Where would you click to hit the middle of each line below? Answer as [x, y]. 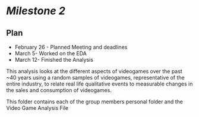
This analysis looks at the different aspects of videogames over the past [94, 71]
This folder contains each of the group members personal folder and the [94, 102]
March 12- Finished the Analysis [54, 60]
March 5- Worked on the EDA [51, 53]
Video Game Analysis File [37, 108]
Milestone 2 [36, 11]
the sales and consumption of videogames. [59, 90]
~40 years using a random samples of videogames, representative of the [96, 78]
